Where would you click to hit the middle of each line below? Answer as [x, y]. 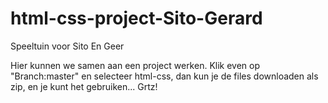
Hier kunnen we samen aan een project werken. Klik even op [135, 65]
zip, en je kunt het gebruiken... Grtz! [84, 86]
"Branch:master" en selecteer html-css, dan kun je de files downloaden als [164, 76]
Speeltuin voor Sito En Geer [67, 46]
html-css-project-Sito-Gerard [136, 18]
